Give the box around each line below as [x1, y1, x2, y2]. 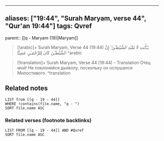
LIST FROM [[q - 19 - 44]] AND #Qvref [5, 128, 84, 133]
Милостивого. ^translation [17, 70, 71, 76]
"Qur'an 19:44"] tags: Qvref [5, 22, 92, 30]
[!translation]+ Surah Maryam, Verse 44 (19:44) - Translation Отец [17, 60, 151, 65]
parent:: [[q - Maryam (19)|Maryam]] [5, 35, 78, 40]
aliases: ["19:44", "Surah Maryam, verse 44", [5, 14, 146, 22]
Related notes [5, 84, 48, 93]
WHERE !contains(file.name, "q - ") [5, 101, 80, 106]
